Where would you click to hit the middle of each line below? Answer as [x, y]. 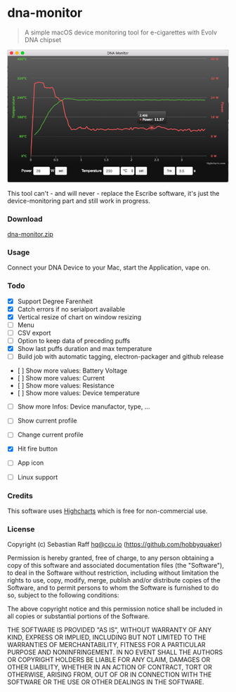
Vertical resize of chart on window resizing [79, 317]
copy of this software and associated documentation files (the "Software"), [116, 566]
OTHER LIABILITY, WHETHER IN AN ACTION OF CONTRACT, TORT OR [110, 667]
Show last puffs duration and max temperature [85, 349]
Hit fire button [38, 449]
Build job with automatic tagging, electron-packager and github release [120, 357]
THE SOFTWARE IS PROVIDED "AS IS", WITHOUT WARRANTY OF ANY [110, 630]
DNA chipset [43, 39]
